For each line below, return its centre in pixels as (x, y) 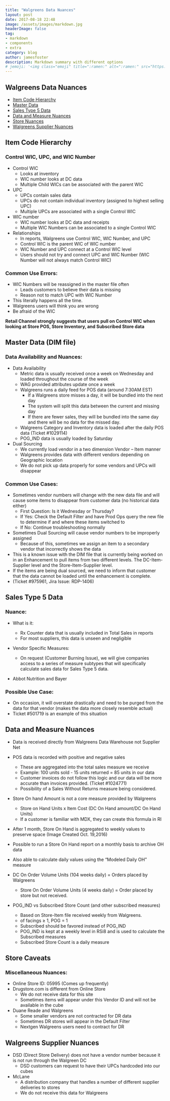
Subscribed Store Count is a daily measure (65, 942)
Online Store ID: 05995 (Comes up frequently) (60, 984)
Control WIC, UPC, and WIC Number (50, 157)
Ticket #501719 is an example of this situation (60, 713)
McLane (21, 1077)
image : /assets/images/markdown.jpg (44, 24)
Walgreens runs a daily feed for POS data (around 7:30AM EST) (86, 390)
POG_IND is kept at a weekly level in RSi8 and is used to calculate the (92, 931)
